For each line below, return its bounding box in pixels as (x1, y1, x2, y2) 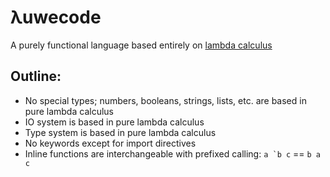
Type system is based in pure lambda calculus (24, 126, 217, 138)
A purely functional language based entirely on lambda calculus (10, 39, 273, 51)
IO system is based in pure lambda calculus (24, 116, 205, 128)
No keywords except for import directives (24, 137, 197, 149)
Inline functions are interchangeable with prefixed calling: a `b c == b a (24, 147, 322, 160)
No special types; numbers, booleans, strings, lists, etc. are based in (24, 94, 307, 106)
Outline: (10, 68, 62, 85)
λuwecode (10, 6, 102, 29)
